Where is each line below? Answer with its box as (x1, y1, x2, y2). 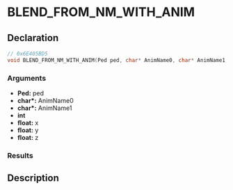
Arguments (7, 73, 47, 83)
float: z (17, 134, 39, 142)
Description (7, 172, 59, 184)
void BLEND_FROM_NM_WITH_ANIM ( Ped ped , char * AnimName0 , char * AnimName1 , (7, 56, 229, 63)
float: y (17, 126, 39, 134)
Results (7, 150, 33, 160)
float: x (17, 119, 39, 127)
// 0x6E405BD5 (7, 50, 49, 57)
